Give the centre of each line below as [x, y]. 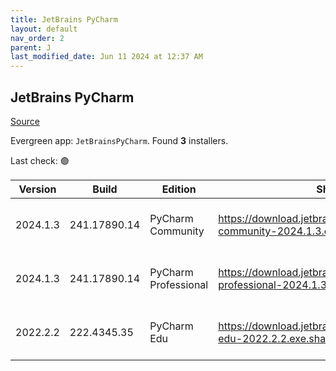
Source [25, 121]
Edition [179, 189]
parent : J [31, 47]
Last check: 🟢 [40, 160]
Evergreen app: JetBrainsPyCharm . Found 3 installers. [119, 140]
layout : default [44, 29]
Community [177, 231]
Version [37, 189]
